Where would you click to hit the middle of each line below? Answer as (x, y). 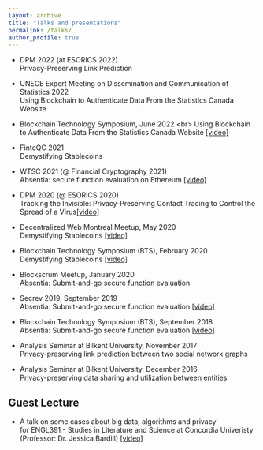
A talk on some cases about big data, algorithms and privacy (118, 422)
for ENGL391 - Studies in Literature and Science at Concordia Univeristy (136, 430)
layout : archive (35, 15)
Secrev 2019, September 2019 (69, 298)
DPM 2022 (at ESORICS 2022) (69, 60)
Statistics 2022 (44, 92)
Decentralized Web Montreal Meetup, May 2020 (98, 227)
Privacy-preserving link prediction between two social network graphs (133, 354)
